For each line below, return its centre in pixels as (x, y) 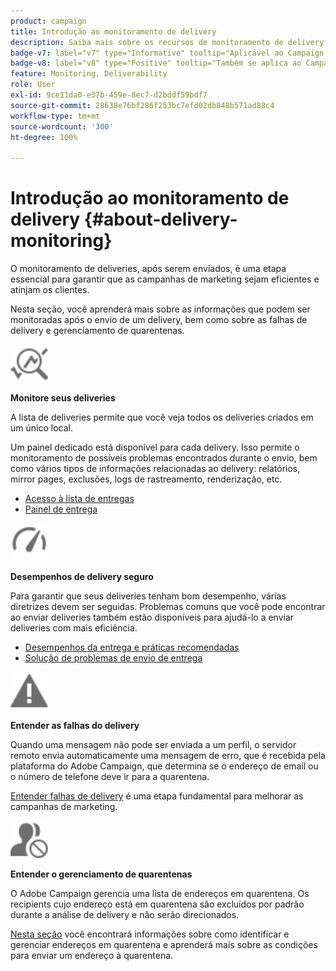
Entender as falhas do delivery (75, 726)
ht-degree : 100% (44, 137)
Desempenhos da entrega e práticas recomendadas (132, 647)
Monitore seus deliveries (63, 398)
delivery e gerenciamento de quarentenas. (97, 331)
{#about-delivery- (160, 219)
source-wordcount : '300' (62, 126)
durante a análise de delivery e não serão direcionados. (125, 915)
